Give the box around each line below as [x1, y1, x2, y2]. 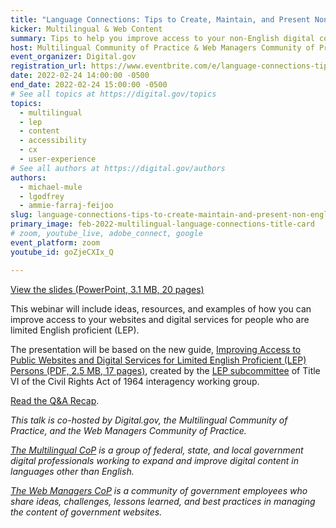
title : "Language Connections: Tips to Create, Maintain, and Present [10, 14, 311, 25]
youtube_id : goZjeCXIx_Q [10, 247, 114, 257]
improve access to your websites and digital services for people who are [10, 313, 310, 325]
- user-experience [19, 154, 97, 164]
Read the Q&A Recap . [10, 394, 100, 406]
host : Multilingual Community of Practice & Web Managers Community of [10, 42, 315, 53]
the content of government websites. [10, 506, 163, 518]
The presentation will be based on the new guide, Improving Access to [10, 343, 302, 355]
